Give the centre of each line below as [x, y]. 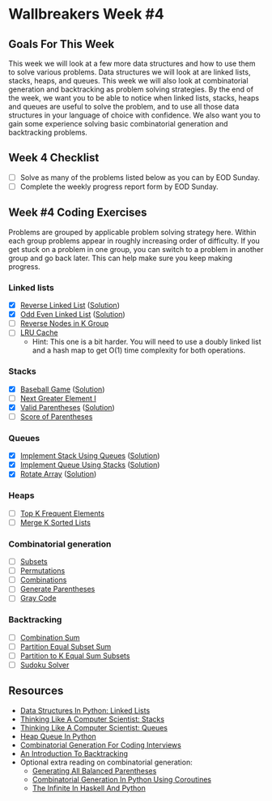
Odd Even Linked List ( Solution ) [72, 315]
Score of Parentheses [56, 416]
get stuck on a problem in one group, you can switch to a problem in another [136, 249]
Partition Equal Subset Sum [66, 646]
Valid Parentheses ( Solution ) [67, 407]
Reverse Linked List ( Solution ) [70, 306]
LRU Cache [39, 332]
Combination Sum [50, 637]
